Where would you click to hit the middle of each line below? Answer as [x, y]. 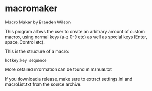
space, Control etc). [25, 42]
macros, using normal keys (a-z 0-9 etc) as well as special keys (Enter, [76, 37]
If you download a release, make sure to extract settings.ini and [69, 79]
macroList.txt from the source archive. [43, 84]
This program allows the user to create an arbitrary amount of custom [75, 31]
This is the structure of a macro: [37, 51]
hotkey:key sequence [26, 60]
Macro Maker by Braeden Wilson [38, 22]
